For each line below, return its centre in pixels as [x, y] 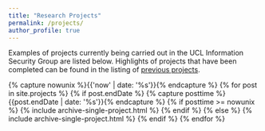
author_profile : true [44, 30]
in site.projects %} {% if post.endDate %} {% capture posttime [111, 94]
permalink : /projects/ [46, 23]
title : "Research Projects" [55, 15]
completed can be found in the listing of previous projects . [105, 70]
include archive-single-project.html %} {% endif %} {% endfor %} [117, 119]
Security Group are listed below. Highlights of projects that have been [123, 61]
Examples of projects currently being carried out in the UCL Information [126, 53]
